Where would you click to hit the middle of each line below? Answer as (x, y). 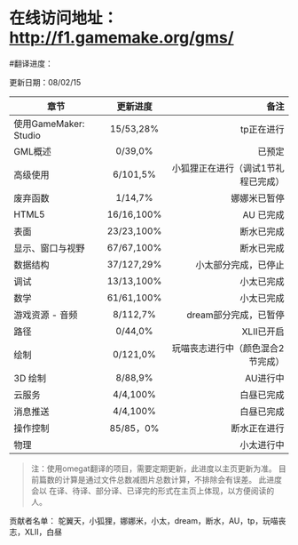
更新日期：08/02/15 (45, 82)
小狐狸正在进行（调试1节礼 (228, 168)
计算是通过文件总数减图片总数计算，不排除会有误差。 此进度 (172, 479)
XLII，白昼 (43, 532)
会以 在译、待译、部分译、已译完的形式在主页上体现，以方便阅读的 (153, 491)
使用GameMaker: (49, 124)
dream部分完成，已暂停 (235, 315)
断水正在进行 (257, 428)
